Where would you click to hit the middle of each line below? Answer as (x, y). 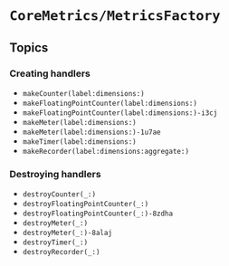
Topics (29, 47)
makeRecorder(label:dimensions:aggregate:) (106, 151)
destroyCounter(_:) (59, 195)
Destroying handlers (55, 174)
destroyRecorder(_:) (61, 252)
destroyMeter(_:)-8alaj (67, 233)
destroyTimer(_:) (55, 242)
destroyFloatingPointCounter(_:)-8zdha (98, 214)
